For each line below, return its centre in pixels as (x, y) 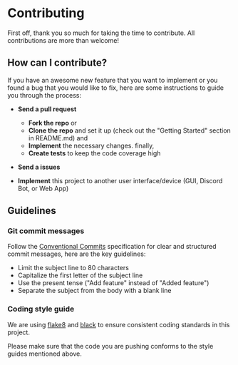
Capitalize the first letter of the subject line (80, 275)
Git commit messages (46, 231)
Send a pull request (47, 109)
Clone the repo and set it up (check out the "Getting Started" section (130, 130)
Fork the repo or (52, 123)
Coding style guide (41, 309)
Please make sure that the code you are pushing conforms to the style (110, 346)
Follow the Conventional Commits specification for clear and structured (112, 247)
